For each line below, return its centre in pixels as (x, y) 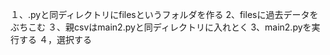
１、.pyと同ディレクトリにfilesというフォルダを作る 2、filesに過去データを (164, 14)
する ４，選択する (55, 39)
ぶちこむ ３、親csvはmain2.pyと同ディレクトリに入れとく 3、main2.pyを (161, 27)
